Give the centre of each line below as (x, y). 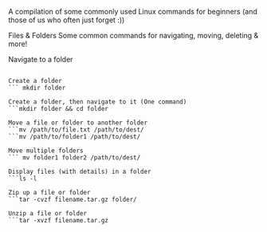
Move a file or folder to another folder (78, 123)
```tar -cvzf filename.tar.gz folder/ (73, 199)
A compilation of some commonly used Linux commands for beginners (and (133, 12)
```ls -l (23, 179)
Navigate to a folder (41, 59)
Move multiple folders (46, 151)
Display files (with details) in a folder (80, 171)
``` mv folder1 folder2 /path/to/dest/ (75, 158)
